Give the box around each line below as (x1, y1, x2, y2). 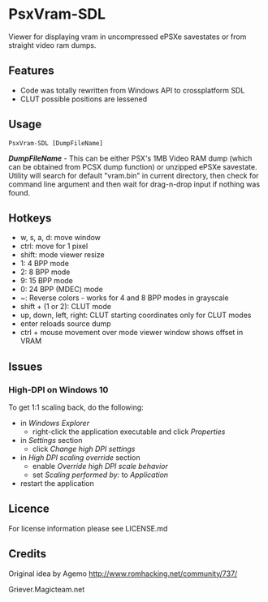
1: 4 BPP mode (19, 259, 69, 269)
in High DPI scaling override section (19, 453, 140, 462)
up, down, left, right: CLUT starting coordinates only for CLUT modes (19, 310, 252, 320)
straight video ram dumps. (8, 40, 97, 49)
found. (8, 187, 31, 197)
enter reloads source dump (19, 319, 111, 329)
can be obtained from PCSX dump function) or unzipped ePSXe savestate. (8, 161, 257, 171)
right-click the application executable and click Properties (32, 427, 226, 436)
